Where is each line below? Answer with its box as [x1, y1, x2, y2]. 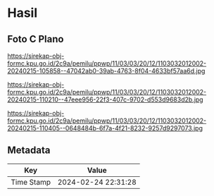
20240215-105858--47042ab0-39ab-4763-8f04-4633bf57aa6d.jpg [7, 67, 206, 75]
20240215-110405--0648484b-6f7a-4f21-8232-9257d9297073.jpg [7, 124, 203, 132]
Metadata [7, 145, 51, 157]
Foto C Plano [7, 33, 64, 45]
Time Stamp [11, 177, 51, 187]
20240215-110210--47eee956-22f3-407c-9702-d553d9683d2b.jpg [7, 95, 203, 104]
